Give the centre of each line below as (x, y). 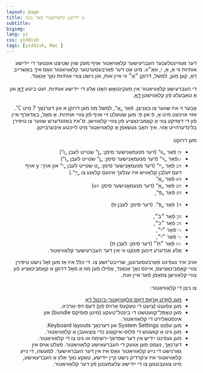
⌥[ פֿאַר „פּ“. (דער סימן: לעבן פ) (146, 204)
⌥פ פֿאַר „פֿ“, (168, 192)
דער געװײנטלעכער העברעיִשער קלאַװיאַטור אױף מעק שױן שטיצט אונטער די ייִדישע (106, 63)
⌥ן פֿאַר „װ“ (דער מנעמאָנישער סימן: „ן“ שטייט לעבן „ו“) (121, 151)
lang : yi (17, 35)
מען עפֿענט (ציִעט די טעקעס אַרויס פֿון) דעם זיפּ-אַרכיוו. (121, 306)
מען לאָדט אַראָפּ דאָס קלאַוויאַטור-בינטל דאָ (134, 299)
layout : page (23, 12)
